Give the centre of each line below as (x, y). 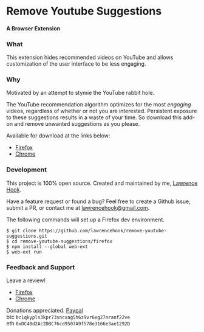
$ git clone (21, 230)
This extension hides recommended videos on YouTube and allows (90, 57)
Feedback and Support (41, 267)
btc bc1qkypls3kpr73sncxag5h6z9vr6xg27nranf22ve (68, 317)
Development (27, 170)
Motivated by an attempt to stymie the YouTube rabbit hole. (80, 93)
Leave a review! (26, 280)
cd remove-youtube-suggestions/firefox (62, 241)
